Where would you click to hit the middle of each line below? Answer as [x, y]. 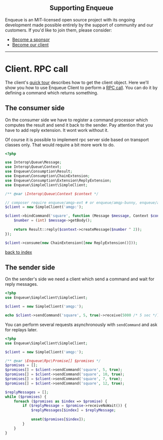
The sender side [30, 267]
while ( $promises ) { [26, 397]
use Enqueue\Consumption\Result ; [39, 172]
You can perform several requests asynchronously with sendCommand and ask [81, 324]
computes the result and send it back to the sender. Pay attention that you [79, 125]
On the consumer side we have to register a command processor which [76, 120]
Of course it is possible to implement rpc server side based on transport [77, 139]
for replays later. [21, 330]
